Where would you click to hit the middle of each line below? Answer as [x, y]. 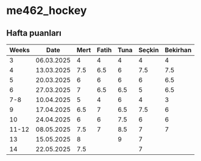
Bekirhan [178, 50]
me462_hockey [47, 11]
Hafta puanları [34, 33]
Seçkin [149, 50]
